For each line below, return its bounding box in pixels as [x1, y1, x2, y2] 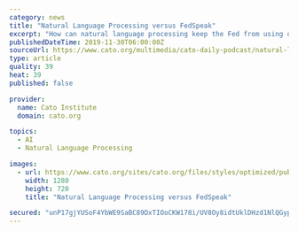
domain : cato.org [17, 112, 82, 120]
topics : [9, 127, 38, 136]
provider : [9, 95, 46, 104]
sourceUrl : [9, 46, 50, 55]
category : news [9, 12, 66, 22]
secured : [9, 209, 42, 218]
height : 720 [25, 184, 69, 193]
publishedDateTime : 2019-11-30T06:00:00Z [9, 37, 165, 47]
